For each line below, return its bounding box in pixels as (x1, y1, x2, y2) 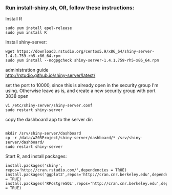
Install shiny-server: (5, 39, 47, 45)
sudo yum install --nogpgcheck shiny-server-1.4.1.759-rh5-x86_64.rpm (5, 58, 159, 63)
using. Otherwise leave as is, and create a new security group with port (5, 88, 156, 94)
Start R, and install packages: (5, 153, 67, 160)
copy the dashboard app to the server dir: (5, 117, 94, 123)
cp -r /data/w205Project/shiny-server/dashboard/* (5, 135, 116, 141)
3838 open (5, 93, 29, 99)
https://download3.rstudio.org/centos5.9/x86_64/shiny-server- (16, 49, 155, 54)
